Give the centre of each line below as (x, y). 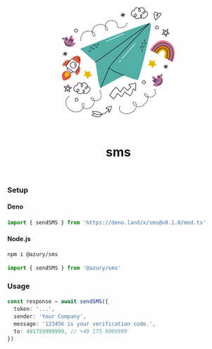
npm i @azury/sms (33, 255)
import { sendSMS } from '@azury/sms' (64, 268)
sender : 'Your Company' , (50, 316)
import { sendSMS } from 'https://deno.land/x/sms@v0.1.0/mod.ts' (107, 223)
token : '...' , (34, 309)
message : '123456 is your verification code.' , (85, 324)
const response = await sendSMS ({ (58, 302)
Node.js (19, 238)
